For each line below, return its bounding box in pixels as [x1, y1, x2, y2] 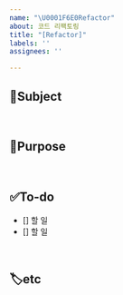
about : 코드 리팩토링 [9, 22, 80, 31]
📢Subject [9, 88, 62, 104]
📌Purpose [9, 139, 66, 154]
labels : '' [9, 38, 51, 48]
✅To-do [9, 190, 54, 205]
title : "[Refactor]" [9, 30, 88, 39]
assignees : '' [9, 47, 63, 56]
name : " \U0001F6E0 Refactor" [9, 13, 116, 23]
